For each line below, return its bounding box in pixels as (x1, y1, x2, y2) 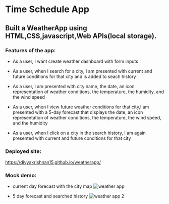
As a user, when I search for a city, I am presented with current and (12, 68, 152, 74)
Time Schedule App (5, 4, 90, 15)
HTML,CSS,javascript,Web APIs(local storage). (5, 31, 157, 40)
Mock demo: (5, 172, 37, 179)
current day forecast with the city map (12, 183, 92, 189)
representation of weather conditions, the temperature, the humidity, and (12, 89, 164, 95)
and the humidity (12, 120, 48, 126)
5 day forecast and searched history (12, 193, 88, 199)
